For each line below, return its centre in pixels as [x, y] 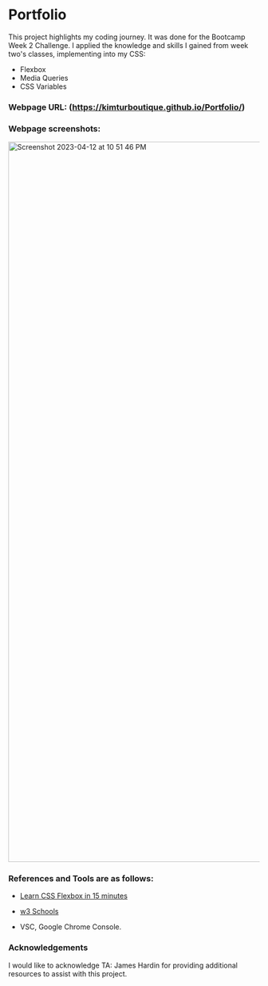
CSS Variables [43, 86]
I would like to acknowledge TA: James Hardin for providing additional [123, 965]
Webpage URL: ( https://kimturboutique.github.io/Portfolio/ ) [127, 107]
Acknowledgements [48, 948]
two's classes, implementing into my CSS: [77, 54]
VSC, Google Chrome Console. [71, 927]
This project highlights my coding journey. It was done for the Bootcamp [127, 37]
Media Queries [44, 78]
